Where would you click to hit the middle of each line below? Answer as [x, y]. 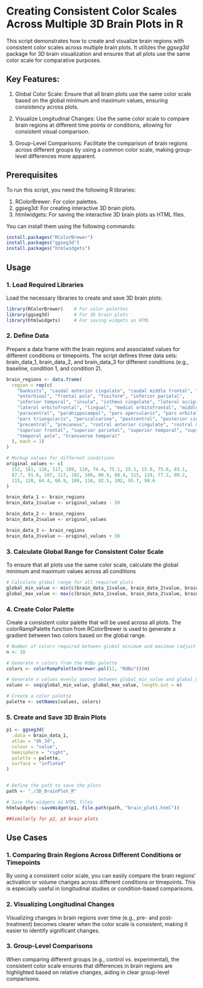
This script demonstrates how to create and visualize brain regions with [95, 41]
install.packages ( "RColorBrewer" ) [50, 237]
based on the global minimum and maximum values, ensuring [91, 100]
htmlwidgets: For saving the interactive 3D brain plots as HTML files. [100, 214]
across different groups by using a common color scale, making [94, 149]
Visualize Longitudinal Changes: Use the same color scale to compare [102, 118]
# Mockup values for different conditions [60, 458]
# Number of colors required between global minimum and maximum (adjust [101, 646]
